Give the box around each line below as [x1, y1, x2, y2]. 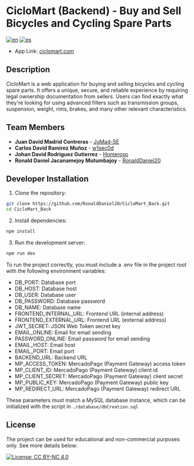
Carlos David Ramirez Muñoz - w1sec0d [14, 144, 114, 151]
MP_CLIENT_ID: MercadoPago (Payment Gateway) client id [14, 366, 158, 374]
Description [6, 65, 50, 75]
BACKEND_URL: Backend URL [14, 353, 88, 361]
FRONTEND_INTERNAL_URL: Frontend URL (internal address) [14, 310, 164, 317]
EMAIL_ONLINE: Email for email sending [14, 329, 112, 336]
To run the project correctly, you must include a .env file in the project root [6, 261, 187, 268]
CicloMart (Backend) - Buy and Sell [6, 4, 182, 18]
